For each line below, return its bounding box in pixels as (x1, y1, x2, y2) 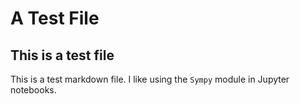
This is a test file (10, 47, 115, 64)
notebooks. (10, 84, 57, 96)
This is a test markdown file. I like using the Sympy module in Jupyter (10, 73, 290, 85)
